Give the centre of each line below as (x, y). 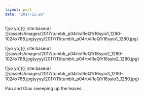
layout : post (18, 10)
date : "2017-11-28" (25, 14)
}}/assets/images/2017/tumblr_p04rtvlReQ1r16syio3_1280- (64, 73)
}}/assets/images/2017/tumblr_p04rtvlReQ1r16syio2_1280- (64, 53)
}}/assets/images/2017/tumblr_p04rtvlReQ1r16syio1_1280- (64, 33)
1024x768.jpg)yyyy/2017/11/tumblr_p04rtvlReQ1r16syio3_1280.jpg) (72, 79)
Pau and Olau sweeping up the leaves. (44, 88)
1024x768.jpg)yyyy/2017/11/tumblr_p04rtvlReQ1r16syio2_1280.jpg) (72, 59)
